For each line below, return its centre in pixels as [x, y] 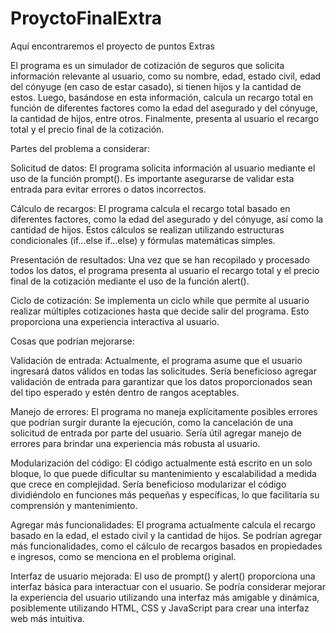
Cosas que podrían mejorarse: [72, 341]
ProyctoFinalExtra [86, 18]
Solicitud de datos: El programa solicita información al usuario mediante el [163, 168]
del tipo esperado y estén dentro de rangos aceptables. [125, 392]
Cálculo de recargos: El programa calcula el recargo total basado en [150, 208]
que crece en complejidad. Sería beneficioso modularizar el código [148, 484]
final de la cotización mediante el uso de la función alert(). [130, 281]
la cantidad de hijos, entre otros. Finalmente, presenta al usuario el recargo [165, 118]
